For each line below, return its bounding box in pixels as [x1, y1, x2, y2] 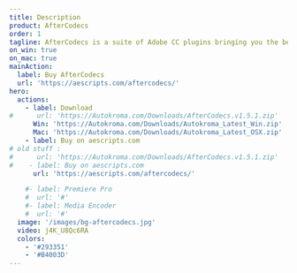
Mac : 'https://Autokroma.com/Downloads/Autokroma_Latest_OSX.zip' [32, 128, 283, 137]
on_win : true [9, 46, 57, 55]
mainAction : [9, 63, 53, 72]
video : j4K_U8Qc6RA [17, 226, 89, 235]
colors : [17, 234, 46, 243]
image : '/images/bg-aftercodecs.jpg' [17, 217, 156, 226]
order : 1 [9, 29, 42, 38]
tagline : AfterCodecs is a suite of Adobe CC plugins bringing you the [9, 37, 278, 47]
